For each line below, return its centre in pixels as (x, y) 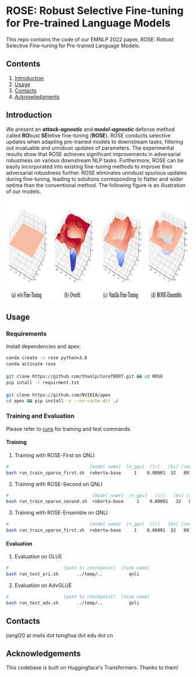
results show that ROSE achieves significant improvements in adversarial (93, 154)
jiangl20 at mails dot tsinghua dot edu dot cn (60, 635)
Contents (23, 64)
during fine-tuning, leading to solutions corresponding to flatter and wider (95, 179)
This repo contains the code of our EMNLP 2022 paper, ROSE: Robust (90, 39)
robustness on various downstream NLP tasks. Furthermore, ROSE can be (95, 160)
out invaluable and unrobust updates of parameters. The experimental (90, 148)
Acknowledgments (37, 96)
